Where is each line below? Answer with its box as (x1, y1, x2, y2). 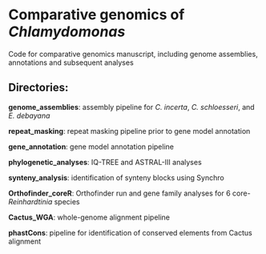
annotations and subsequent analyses (8, 58, 134, 67)
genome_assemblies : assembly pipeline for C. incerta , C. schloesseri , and (8, 102, 255, 111)
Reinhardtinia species (8, 196, 80, 206)
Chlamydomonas (8, 22, 126, 41)
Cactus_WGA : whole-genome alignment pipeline (8, 212, 171, 222)
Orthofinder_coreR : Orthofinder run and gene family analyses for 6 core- (8, 188, 251, 198)
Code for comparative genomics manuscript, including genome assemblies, (8, 49, 258, 58)
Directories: (8, 81, 69, 95)
